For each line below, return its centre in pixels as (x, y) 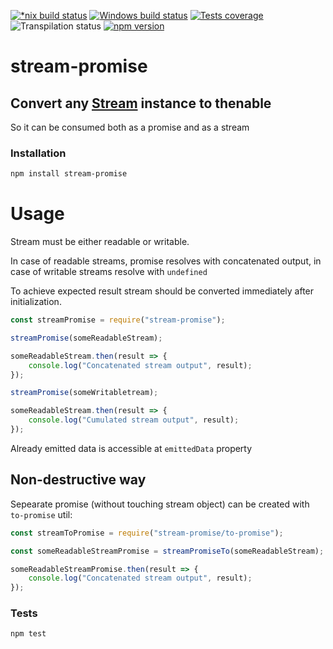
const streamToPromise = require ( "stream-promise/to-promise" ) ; (147, 533)
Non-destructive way (78, 480)
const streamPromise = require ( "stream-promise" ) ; (118, 320)
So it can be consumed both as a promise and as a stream (130, 127)
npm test (28, 634)
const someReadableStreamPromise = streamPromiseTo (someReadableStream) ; (167, 551)
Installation (38, 153)
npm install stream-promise (69, 174)
